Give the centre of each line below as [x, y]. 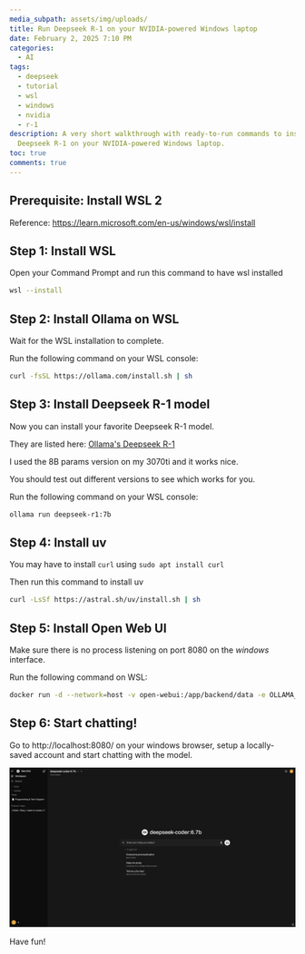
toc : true [28, 153]
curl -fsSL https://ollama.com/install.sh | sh [101, 377]
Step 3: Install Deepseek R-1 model [110, 404]
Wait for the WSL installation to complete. [87, 341]
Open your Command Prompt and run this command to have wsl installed [146, 273]
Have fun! [28, 942]
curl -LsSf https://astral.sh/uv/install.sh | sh [105, 600]
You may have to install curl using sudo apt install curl [117, 565]
